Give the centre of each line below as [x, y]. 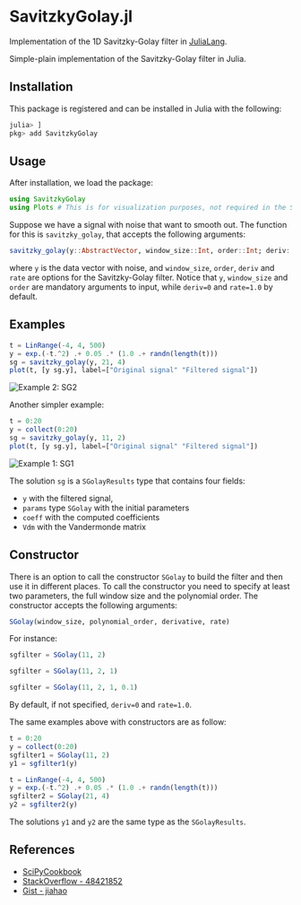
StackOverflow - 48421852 [72, 881]
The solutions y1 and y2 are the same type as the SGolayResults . [128, 822]
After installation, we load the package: [82, 183]
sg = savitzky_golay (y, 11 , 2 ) [68, 438]
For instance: [34, 639]
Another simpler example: [57, 405]
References [42, 850]
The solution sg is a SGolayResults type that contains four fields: [127, 481]
